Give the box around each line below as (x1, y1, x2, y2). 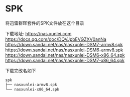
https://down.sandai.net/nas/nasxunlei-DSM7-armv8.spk (5, 41, 123, 47)
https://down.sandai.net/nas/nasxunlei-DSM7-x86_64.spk (5, 57, 124, 63)
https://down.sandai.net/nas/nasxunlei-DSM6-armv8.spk (5, 47, 123, 53)
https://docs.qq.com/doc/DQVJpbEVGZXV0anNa (5, 36, 106, 42)
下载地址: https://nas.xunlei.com (5, 30, 72, 36)
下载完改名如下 (5, 68, 36, 74)
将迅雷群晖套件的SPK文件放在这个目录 (5, 20, 84, 26)
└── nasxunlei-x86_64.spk (5, 87, 59, 92)
